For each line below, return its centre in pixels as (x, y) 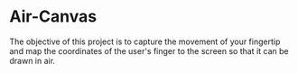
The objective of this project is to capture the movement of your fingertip (145, 41)
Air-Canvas (53, 17)
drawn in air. (33, 60)
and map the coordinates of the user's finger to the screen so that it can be (149, 50)
